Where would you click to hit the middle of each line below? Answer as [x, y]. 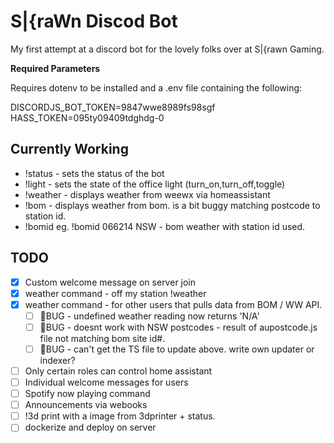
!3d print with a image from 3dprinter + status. [120, 416]
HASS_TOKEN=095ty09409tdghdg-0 [87, 117]
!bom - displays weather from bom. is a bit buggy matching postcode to [172, 205]
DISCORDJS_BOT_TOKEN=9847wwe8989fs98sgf [113, 107]
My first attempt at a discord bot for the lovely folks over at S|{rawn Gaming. [167, 49]
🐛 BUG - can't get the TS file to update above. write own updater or [177, 349]
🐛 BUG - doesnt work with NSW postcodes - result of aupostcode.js [178, 327]
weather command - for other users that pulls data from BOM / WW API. [173, 304]
